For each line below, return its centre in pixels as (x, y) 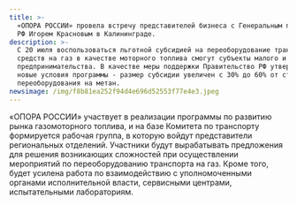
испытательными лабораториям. (72, 192)
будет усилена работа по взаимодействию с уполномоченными (130, 172)
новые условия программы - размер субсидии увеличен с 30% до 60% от (148, 75)
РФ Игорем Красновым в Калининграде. (87, 34)
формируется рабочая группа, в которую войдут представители (131, 135)
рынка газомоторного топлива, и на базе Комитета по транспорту (134, 126)
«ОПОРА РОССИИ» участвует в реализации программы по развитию (141, 117)
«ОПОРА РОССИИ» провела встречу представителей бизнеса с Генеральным (150, 26)
